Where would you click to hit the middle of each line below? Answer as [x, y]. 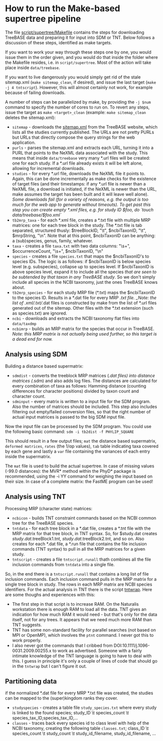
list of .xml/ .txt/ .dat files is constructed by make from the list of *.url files [84, 303]
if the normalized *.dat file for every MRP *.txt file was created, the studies [79, 693]
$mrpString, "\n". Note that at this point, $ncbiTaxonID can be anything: [84, 235]
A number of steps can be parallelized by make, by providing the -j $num [78, 102]
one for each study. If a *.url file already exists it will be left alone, [77, 163]
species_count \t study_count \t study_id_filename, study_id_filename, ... [84, 734]
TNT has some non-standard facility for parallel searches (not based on [84, 630]
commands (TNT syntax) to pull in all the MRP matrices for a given [79, 549]
